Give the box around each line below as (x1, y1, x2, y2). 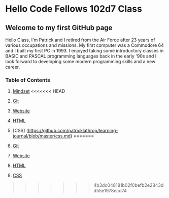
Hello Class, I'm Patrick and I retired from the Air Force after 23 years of (5, 37, 155, 43)
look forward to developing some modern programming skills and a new (5, 59, 156, 64)
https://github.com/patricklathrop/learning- (27, 128, 118, 134)
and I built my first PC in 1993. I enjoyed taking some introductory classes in (5, 48, 164, 53)
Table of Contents (5, 76, 51, 83)
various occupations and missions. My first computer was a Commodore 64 (5, 42, 164, 48)
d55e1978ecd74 (93, 188, 127, 194)
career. (5, 64, 20, 70)
